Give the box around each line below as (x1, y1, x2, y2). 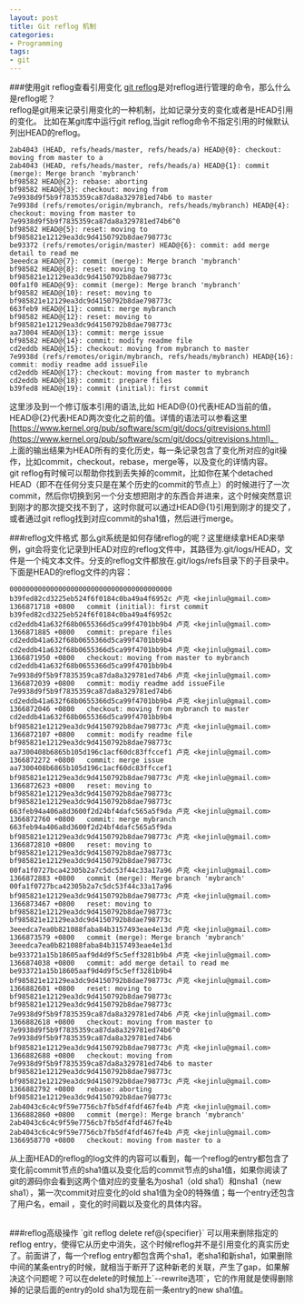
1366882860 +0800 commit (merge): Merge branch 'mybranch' (9, 1110, 246, 1119)
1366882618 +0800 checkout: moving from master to (9, 1018, 213, 1027)
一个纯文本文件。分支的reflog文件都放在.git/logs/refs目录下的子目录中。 (25, 556, 294, 566)
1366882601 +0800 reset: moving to (9, 984, 152, 993)
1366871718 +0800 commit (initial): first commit (9, 602, 209, 611)
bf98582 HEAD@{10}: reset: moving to (9, 288, 152, 297)
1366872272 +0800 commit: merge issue (9, 756, 165, 765)
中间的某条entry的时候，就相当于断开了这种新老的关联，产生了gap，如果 (9, 1261, 282, 1272)
